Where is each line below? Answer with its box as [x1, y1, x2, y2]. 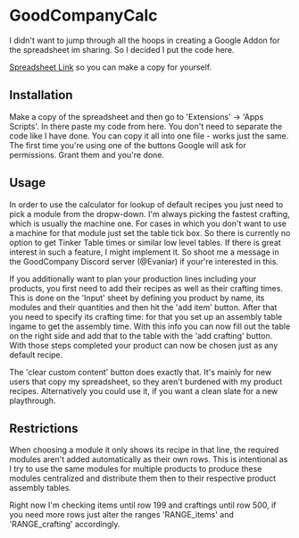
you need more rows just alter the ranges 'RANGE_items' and [9, 509, 234, 520]
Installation [9, 88, 73, 103]
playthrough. [9, 395, 56, 406]
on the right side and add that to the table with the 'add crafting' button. [9, 330, 273, 340]
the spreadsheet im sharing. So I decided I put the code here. [9, 44, 235, 55]
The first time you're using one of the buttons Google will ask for [9, 139, 247, 150]
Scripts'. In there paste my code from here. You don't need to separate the [9, 121, 283, 131]
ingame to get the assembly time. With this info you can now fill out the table [9, 321, 291, 332]
